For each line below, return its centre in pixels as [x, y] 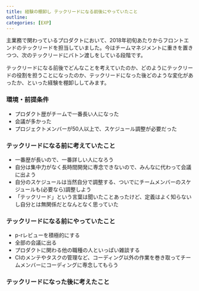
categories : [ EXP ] [29, 23]
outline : [17, 17]
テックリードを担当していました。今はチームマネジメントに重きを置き [108, 48]
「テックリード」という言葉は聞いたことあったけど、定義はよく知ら [98, 196]
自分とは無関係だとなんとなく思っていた [69, 204]
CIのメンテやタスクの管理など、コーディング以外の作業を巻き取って [98, 258]
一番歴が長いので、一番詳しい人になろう [64, 159]
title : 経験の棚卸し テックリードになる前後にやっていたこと [72, 12]
